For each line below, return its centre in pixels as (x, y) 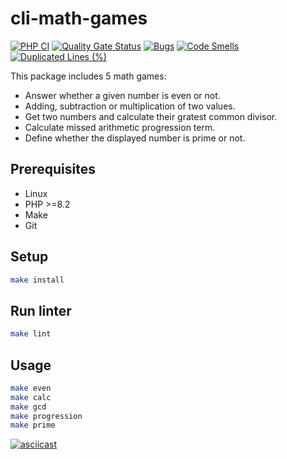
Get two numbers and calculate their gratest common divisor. (151, 116)
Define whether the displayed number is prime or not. (135, 138)
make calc (31, 397)
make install (37, 280)
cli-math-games (79, 18)
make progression (46, 416)
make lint (31, 334)
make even (31, 388)
